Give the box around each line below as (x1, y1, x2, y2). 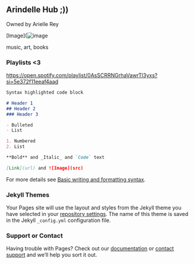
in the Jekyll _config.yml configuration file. (6, 217, 111, 224)
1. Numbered (6, 138, 36, 144)
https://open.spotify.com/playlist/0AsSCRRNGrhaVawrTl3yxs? (6, 72, 158, 79)
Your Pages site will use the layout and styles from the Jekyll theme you (6, 204, 182, 211)
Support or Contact (6, 231, 63, 240)
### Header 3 (6, 111, 39, 117)
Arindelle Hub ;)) (6, 5, 69, 15)
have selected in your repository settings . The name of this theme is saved (6, 211, 189, 218)
